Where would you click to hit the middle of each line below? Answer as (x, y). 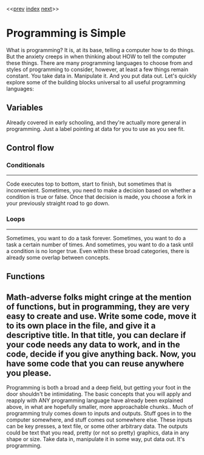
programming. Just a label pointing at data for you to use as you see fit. (96, 129)
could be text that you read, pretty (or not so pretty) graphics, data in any (98, 433)
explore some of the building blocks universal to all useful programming (96, 82)
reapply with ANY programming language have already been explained (95, 400)
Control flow (30, 148)
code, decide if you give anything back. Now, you (101, 354)
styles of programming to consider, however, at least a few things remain (97, 69)
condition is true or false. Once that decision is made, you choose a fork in (99, 197)
